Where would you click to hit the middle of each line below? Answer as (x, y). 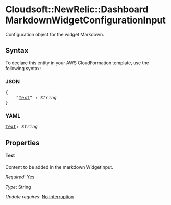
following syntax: (23, 68)
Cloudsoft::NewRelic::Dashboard (77, 9)
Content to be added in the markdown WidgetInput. (59, 167)
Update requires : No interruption (40, 197)
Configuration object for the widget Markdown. (55, 34)
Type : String (18, 187)
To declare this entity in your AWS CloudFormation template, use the (77, 63)
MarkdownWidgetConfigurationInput (86, 20)
